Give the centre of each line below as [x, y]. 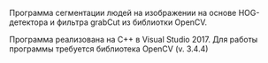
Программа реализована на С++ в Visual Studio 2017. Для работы [134, 39]
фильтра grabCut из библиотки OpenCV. [132, 22]
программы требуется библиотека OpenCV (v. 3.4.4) [109, 49]
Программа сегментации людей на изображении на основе [123, 13]
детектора [29, 22]
